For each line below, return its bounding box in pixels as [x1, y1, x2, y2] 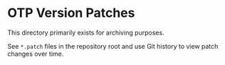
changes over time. [7, 49, 64, 58]
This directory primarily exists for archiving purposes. [7, 28, 165, 37]
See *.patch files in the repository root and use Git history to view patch [7, 42, 219, 50]
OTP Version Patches [7, 5, 135, 21]
